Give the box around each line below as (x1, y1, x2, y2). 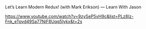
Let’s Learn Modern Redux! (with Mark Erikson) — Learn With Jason (5, 4, 142, 10)
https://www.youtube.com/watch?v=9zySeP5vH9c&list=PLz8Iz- (5, 14, 134, 19)
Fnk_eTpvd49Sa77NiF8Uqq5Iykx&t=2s (5, 19, 83, 24)
